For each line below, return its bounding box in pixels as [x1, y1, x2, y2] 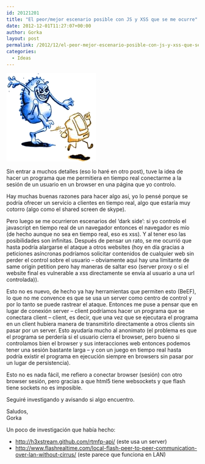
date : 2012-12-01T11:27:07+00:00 [6, 23, 92, 29]
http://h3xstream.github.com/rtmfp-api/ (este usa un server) [15, 438, 167, 445]
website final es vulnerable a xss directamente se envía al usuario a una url [6, 269, 195, 276]
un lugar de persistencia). [6, 359, 71, 366]
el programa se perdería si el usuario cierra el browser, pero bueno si [6, 333, 180, 341]
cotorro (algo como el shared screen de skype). [6, 205, 126, 213]
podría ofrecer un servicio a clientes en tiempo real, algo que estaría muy [6, 199, 191, 206]
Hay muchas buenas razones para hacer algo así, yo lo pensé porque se [6, 193, 188, 200]
